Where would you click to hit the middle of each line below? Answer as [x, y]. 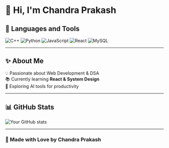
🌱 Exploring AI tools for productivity [42, 86]
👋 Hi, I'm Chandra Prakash [61, 10]
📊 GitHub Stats [30, 107]
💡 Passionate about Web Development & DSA [52, 73]
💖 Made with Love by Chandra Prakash [53, 139]
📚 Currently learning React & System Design [52, 79]
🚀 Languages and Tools [43, 29]
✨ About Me [24, 61]
